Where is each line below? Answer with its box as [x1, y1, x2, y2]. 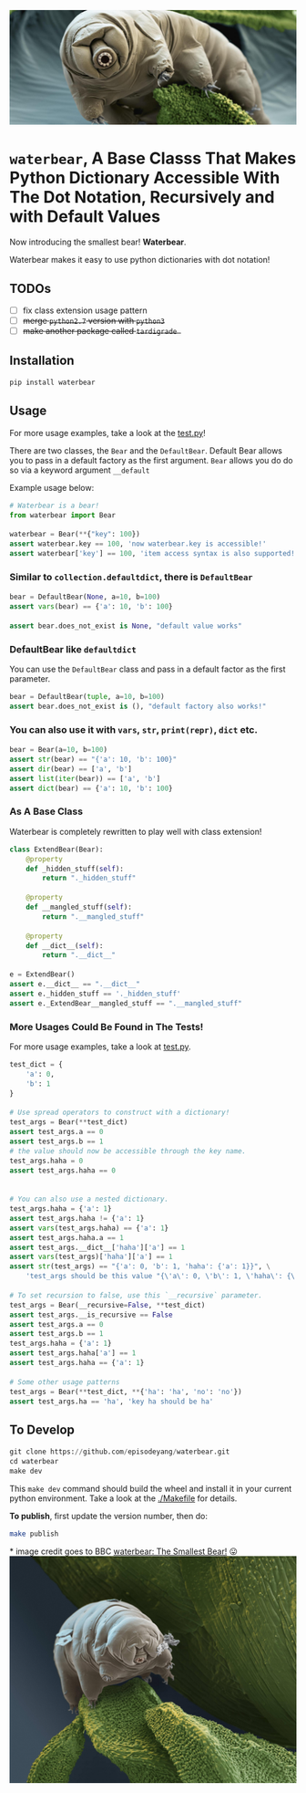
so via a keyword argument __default [9, 464, 150, 475]
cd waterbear [9, 1457, 59, 1466]
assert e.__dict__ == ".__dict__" [9, 980, 141, 989]
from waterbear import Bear [9, 510, 117, 520]
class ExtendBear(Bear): [9, 845, 104, 854]
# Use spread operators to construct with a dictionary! [9, 1108, 230, 1118]
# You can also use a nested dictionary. [9, 1194, 169, 1204]
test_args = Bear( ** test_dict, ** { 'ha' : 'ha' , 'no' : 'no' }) [9, 1387, 243, 1396]
